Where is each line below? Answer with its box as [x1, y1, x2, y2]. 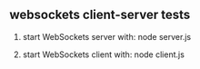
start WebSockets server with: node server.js [22, 31, 192, 42]
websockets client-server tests [9, 7, 191, 23]
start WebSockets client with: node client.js [22, 49, 185, 60]
